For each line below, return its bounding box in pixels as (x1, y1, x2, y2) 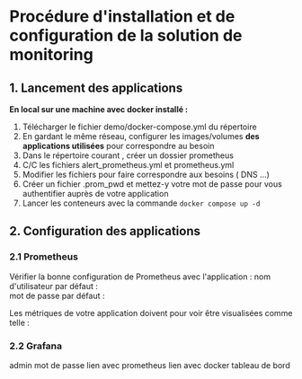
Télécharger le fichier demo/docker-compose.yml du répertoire (22, 121, 258, 132)
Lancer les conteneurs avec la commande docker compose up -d (22, 198, 261, 208)
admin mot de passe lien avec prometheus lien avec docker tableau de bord (9, 359, 290, 370)
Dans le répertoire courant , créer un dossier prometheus (22, 150, 234, 161)
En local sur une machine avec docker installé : (9, 104, 189, 114)
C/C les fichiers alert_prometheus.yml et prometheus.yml (22, 160, 235, 170)
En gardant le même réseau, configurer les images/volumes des (22, 131, 260, 141)
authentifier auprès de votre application (22, 189, 169, 198)
